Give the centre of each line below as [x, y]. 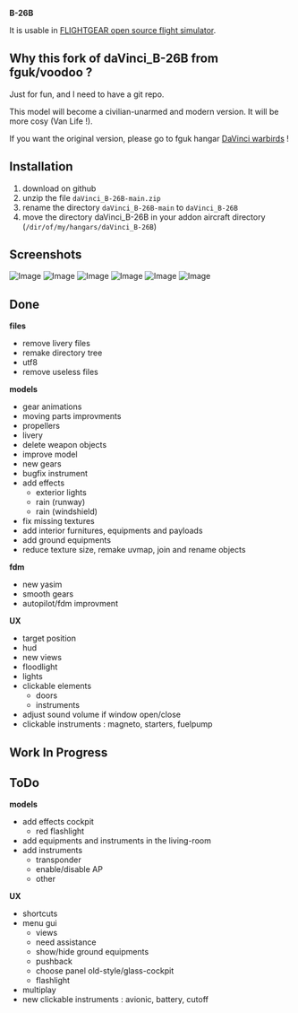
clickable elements [57, 686]
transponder [59, 860]
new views [42, 658]
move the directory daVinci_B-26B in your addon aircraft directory [144, 217]
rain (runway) [60, 502]
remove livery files [56, 344]
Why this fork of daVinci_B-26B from [114, 59]
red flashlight [60, 831]
